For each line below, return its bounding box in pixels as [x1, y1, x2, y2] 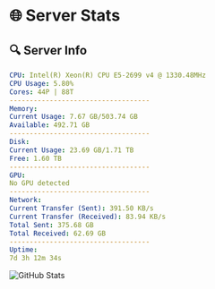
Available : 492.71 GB [9, 121, 90, 130]
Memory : [9, 104, 39, 113]
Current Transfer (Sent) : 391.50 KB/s [9, 204, 154, 213]
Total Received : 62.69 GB [9, 229, 106, 238]
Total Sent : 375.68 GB [9, 220, 94, 229]
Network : [9, 196, 42, 205]
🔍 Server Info [9, 42, 88, 58]
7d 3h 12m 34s [9, 254, 63, 263]
